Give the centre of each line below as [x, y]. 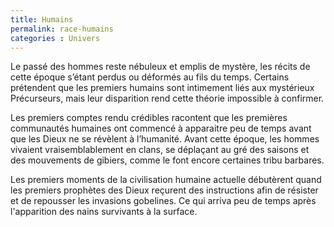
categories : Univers [55, 38]
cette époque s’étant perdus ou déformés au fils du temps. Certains [150, 77]
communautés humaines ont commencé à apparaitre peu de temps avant [161, 128]
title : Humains [42, 19]
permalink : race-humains [62, 29]
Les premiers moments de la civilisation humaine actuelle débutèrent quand [166, 180]
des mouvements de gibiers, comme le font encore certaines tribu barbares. [167, 160]
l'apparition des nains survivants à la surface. [104, 212]
